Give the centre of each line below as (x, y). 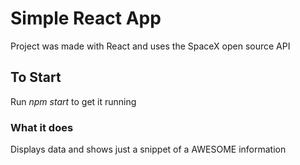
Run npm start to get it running (73, 101)
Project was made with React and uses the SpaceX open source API (150, 46)
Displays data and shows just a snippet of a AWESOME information (148, 149)
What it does (42, 127)
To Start (36, 77)
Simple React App (86, 18)
